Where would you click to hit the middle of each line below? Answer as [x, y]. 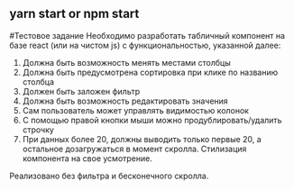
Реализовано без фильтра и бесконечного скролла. [109, 176]
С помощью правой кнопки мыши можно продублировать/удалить [152, 120]
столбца [38, 81]
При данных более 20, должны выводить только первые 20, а [142, 139]
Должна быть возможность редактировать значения [125, 101]
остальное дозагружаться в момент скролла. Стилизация [134, 149]
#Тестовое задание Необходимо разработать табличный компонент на [147, 35]
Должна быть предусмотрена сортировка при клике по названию [150, 72]
